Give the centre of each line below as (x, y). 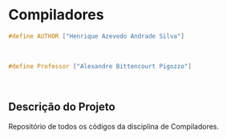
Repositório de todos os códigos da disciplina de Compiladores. (113, 126)
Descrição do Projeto (62, 107)
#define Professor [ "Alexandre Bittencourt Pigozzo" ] (100, 66)
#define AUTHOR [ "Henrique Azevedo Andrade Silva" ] (96, 36)
